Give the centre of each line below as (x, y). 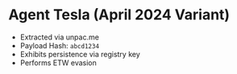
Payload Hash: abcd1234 (59, 45)
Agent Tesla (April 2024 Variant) (119, 15)
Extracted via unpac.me (59, 37)
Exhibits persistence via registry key (80, 54)
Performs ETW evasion (58, 63)
